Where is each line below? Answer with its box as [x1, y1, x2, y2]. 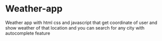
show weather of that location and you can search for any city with [5, 24, 145, 30]
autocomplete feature [5, 30, 51, 36]
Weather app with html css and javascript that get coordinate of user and [5, 19, 158, 25]
